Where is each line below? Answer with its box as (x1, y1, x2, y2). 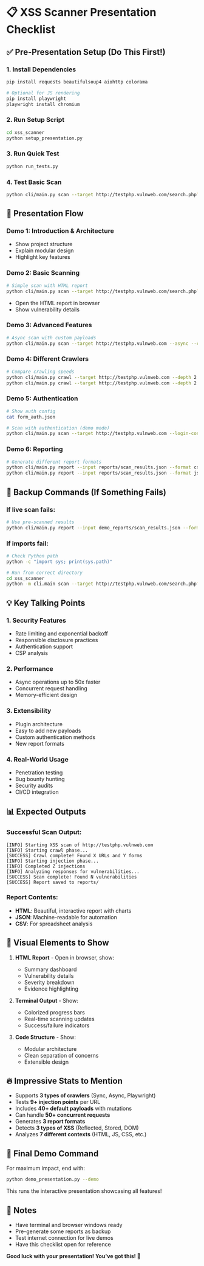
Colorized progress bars (24, 1008, 85, 1016)
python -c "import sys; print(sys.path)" (6, 559, 113, 565)
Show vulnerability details (15, 306, 80, 313)
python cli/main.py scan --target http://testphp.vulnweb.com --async (6, 340, 189, 347)
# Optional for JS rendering (6, 90, 80, 96)
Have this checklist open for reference (15, 1240, 111, 1248)
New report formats (15, 740, 65, 747)
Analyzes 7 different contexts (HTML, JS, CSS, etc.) (15, 1131, 147, 1138)
